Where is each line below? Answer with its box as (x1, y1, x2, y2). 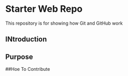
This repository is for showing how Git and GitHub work (5, 20, 123, 26)
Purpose (5, 52, 33, 61)
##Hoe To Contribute (5, 66, 50, 72)
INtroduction (5, 35, 47, 44)
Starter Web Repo (5, 3, 83, 15)
